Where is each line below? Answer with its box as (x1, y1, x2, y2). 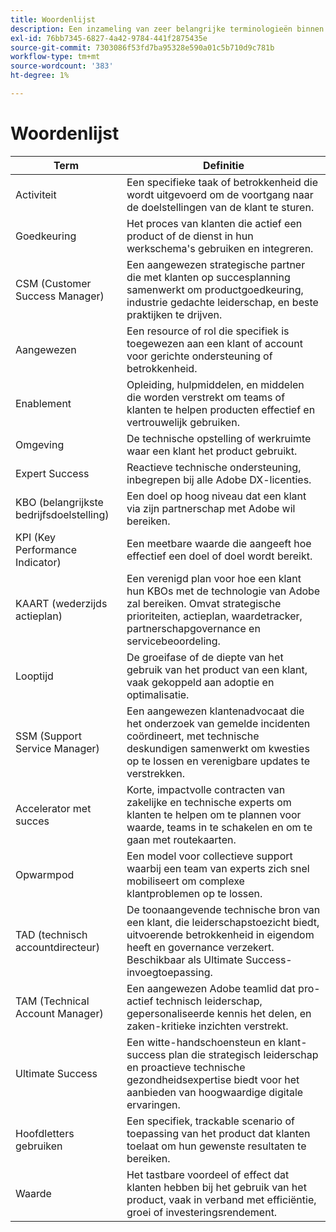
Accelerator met (15, 801, 92, 815)
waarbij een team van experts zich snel (126, 861, 310, 875)
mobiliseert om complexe (126, 874, 245, 888)
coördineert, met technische (126, 729, 260, 743)
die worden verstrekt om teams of (126, 390, 286, 404)
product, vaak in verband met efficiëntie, (126, 1192, 317, 1206)
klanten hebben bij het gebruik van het (126, 1180, 307, 1194)
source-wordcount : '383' (10, 61, 114, 71)
